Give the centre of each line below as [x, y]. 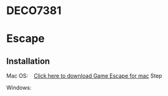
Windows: [19, 88]
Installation [28, 61]
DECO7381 [34, 11]
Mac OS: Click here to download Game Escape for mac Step [84, 76]
